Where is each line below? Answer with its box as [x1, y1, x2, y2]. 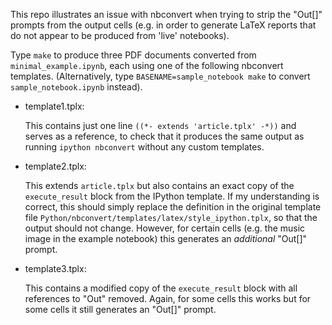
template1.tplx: [24, 100, 85, 112]
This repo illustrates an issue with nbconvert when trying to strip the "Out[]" [10, 9, 323, 20]
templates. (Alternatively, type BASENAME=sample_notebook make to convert [10, 70, 311, 82]
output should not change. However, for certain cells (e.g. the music [24, 222, 306, 234]
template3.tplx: [24, 263, 87, 274]
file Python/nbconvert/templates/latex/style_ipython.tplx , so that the [24, 212, 318, 223]
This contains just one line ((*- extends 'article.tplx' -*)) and [24, 120, 297, 131]
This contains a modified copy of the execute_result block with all [24, 282, 298, 294]
